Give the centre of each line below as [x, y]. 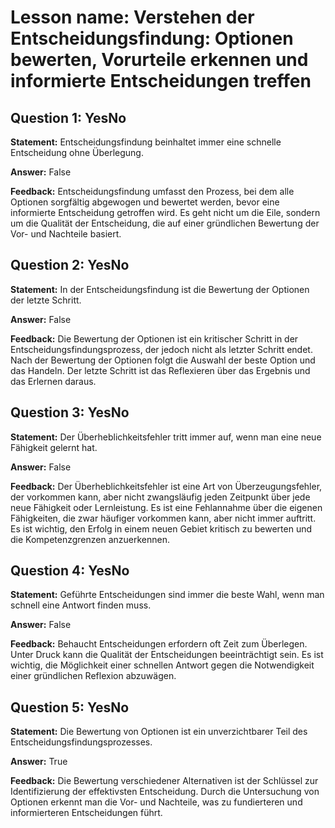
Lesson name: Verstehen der [132, 17]
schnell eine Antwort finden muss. [81, 605]
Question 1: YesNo [68, 117]
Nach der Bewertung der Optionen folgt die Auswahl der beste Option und [163, 360]
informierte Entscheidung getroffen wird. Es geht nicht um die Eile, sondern [165, 212]
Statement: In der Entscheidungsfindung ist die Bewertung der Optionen [160, 289]
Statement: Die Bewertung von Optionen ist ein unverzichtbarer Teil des [159, 732]
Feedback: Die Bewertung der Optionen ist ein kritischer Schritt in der [154, 338]
